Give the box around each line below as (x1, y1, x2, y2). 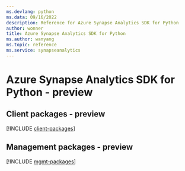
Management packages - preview (6, 142, 133, 152)
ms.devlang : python (6, 8, 55, 15)
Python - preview (6, 85, 93, 99)
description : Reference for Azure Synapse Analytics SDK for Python (6, 20, 179, 26)
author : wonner (6, 25, 44, 31)
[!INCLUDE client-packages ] (6, 125, 75, 132)
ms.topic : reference (6, 42, 58, 48)
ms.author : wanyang (6, 36, 55, 42)
